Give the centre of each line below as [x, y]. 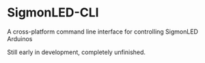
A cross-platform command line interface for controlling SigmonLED [102, 32]
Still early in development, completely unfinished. [76, 52]
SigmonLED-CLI [53, 13]
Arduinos [20, 38]
